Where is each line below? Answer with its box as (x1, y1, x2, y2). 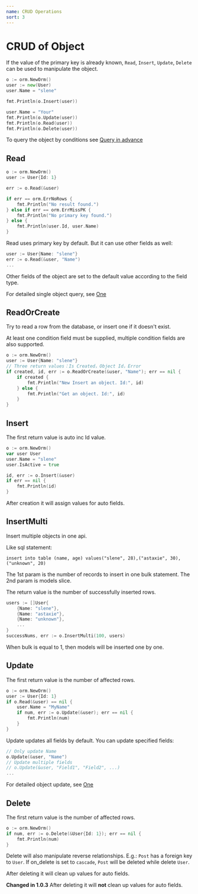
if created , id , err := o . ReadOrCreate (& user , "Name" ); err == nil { (6, 369, 181, 375)
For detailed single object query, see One (6, 290, 106, 297)
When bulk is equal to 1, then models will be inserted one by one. (6, 643, 164, 651)
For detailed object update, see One (6, 781, 93, 788)
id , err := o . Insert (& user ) (6, 472, 76, 479)
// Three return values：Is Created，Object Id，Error (6, 363, 141, 369)
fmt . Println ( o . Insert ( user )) (6, 99, 78, 105)
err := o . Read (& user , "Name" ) (6, 256, 81, 262)
